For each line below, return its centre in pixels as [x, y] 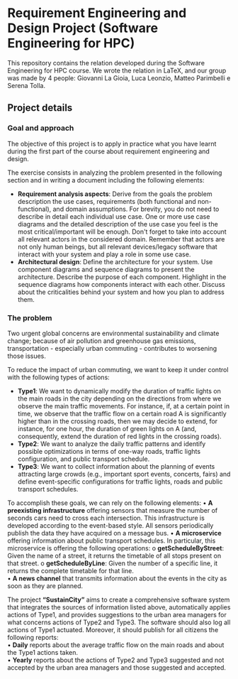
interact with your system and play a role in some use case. [104, 254]
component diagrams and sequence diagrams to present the [106, 269]
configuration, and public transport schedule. [84, 459]
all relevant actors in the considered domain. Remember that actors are [121, 239]
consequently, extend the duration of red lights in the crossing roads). [119, 436]
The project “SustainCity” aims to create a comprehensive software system [119, 599]
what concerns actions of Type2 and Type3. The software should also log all [119, 622]
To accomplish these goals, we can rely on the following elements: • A [110, 503]
